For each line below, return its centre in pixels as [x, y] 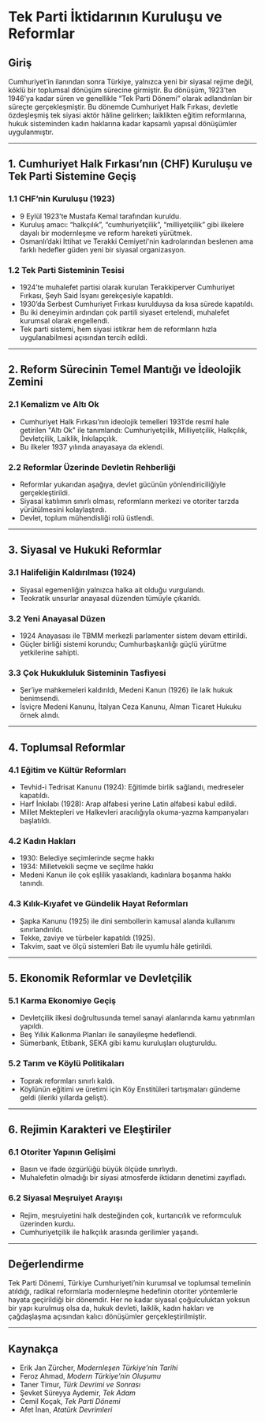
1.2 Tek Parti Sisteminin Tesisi [66, 270]
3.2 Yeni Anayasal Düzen [57, 618]
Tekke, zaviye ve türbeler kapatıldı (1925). [87, 938]
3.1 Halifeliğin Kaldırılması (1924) [72, 573]
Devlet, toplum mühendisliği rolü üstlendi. [87, 517]
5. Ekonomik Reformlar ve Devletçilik [100, 978]
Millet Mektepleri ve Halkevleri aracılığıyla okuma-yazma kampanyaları [134, 812]
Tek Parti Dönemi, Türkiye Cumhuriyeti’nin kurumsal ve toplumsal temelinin [130, 1283]
